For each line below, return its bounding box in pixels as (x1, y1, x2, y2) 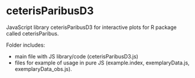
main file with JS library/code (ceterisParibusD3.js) (14, 53, 139, 60)
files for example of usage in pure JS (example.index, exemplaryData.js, (14, 59, 190, 66)
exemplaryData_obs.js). (14, 65, 72, 72)
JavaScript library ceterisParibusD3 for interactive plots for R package (6, 24, 177, 31)
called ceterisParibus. (6, 30, 59, 37)
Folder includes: (6, 41, 45, 48)
